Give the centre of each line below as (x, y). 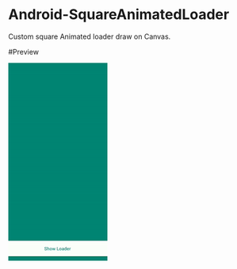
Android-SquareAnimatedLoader (119, 15)
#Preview (24, 51)
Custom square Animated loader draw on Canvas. (90, 36)
